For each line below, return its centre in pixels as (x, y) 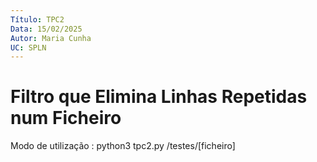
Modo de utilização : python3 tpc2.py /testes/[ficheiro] (123, 146)
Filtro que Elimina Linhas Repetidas (159, 97)
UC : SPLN (28, 47)
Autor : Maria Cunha (51, 38)
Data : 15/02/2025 (46, 29)
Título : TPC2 (37, 19)
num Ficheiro (66, 118)
